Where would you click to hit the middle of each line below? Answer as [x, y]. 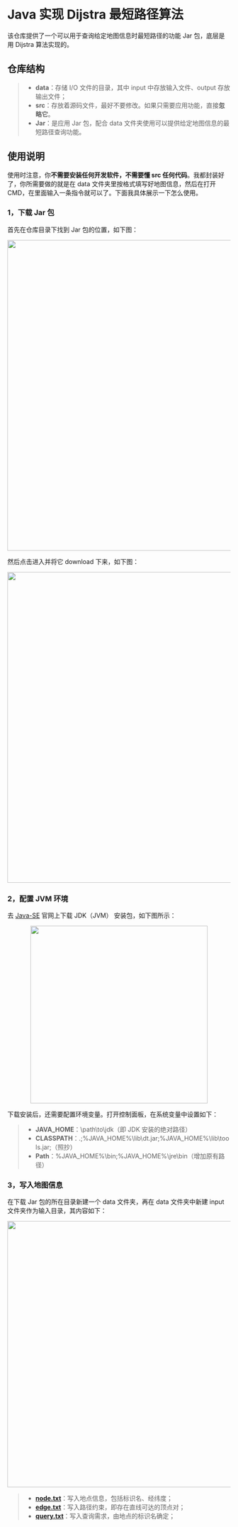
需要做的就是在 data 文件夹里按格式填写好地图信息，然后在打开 [124, 184]
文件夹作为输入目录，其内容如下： [57, 1211]
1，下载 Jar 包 [31, 212]
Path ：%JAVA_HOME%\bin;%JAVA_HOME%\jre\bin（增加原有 [127, 1156]
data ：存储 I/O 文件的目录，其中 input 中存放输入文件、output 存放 [132, 87]
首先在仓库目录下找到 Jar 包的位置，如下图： [73, 229]
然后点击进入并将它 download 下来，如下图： [73, 561]
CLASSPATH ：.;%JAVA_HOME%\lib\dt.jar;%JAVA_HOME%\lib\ [127, 1139]
